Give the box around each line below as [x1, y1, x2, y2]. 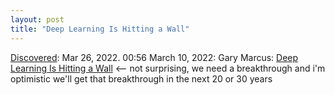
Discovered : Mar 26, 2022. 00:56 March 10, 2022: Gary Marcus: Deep [10, 51, 299, 63]
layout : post [10, 14, 65, 25]
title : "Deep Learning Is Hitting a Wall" [10, 24, 190, 34]
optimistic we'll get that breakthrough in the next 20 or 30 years [10, 72, 273, 85]
